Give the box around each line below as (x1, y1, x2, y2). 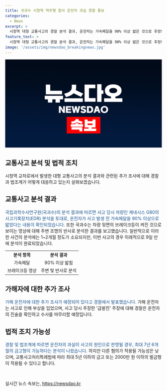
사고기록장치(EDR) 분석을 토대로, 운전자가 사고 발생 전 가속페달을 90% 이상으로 (5, 215, 159, 221)
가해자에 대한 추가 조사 (5, 285, 71, 293)
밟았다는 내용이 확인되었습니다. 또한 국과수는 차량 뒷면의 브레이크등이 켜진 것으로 (5, 222, 162, 228)
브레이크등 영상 (7, 267, 37, 273)
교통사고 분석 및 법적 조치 (5, 158, 78, 167)
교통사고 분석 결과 (5, 195, 57, 204)
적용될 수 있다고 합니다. (10, 360, 56, 366)
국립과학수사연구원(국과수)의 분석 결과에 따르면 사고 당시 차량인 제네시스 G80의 (5, 209, 159, 215)
